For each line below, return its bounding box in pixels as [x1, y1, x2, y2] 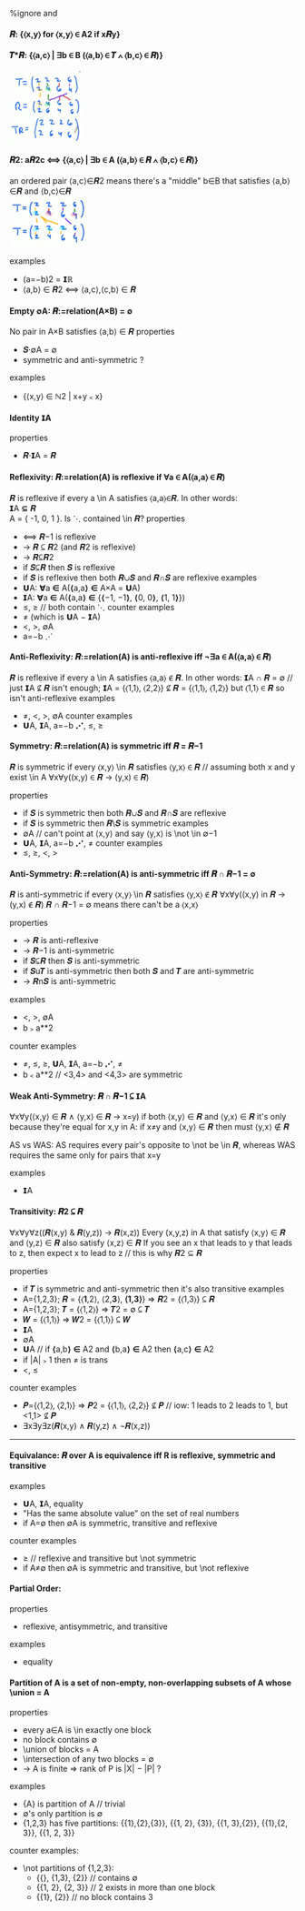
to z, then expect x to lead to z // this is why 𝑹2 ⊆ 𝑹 [9, 1247, 202, 1258]
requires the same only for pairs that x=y [9, 1150, 162, 1161]
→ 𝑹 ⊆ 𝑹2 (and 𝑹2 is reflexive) [22, 541, 136, 552]
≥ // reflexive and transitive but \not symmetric [22, 1553, 197, 1564]
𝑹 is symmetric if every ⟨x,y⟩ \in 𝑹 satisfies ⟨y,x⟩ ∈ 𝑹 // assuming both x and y [9, 761, 296, 772]
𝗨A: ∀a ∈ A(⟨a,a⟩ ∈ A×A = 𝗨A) [22, 582, 141, 593]
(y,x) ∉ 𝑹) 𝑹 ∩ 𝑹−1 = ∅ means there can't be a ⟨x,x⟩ [9, 900, 199, 910]
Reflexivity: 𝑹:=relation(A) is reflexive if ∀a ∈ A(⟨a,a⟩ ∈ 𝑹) [9, 472, 226, 482]
